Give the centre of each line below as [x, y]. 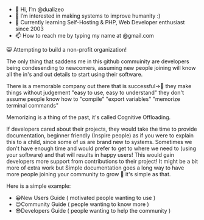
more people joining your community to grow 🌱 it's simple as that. [89, 174]
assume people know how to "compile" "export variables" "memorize [93, 99]
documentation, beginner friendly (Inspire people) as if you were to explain [100, 136]
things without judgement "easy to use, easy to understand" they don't [95, 92]
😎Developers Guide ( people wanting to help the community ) [93, 211]
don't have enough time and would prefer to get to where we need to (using [101, 148]
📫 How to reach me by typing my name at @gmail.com [84, 36]
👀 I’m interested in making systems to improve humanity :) [88, 16]
